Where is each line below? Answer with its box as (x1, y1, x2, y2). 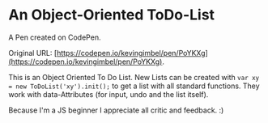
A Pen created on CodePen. (8, 32, 101, 42)
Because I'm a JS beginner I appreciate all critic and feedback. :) (8, 105, 224, 115)
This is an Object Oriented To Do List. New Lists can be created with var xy (8, 72, 260, 82)
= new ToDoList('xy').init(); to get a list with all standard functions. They (8, 81, 261, 91)
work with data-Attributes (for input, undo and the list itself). (8, 89, 209, 99)
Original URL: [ (8, 48, 57, 57)
